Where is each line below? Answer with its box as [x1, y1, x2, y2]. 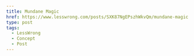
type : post [6, 19, 33, 25]
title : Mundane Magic [6, 8, 60, 15]
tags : [6, 24, 19, 31]
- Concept [11, 36, 35, 41]
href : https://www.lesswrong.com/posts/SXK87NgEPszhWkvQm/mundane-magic [6, 14, 189, 20]
